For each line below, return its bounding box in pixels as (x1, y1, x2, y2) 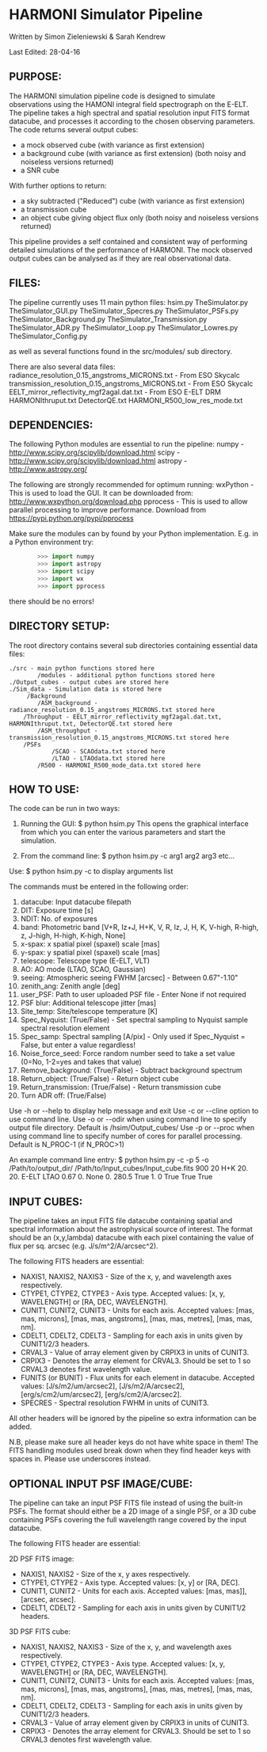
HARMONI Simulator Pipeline (9, 6, 203, 24)
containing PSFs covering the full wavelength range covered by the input (9, 1515, 247, 1524)
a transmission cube (20, 204, 87, 214)
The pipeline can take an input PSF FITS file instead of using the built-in (9, 1499, 243, 1507)
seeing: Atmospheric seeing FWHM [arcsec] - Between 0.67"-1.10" (20, 973, 238, 983)
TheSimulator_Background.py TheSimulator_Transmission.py (9, 314, 208, 324)
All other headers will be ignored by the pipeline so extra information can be (9, 1414, 257, 1423)
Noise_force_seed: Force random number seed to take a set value (20, 1049, 235, 1058)
